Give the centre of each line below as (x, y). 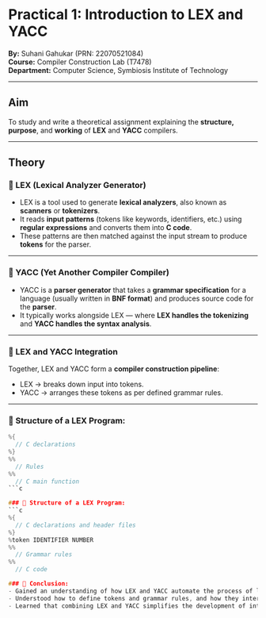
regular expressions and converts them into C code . (106, 228)
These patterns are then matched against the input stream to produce (133, 236)
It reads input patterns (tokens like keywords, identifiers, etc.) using (131, 219)
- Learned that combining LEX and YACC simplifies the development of (127, 606)
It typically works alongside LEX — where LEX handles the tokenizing (134, 315)
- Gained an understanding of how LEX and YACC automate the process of (131, 591)
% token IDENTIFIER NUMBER (51, 540)
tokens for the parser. (55, 244)
